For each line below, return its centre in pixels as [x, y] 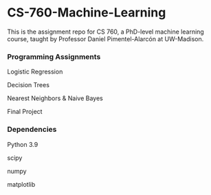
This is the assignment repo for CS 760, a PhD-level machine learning [105, 32]
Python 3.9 [23, 144]
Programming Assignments [54, 56]
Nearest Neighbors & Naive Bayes [55, 98]
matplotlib [21, 184]
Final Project [25, 112]
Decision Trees [29, 85]
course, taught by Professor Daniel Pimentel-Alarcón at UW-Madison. [105, 38]
